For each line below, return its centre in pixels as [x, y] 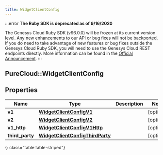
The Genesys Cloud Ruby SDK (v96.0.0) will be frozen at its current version [80, 32]
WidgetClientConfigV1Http [71, 127]
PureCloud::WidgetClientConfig [55, 74]
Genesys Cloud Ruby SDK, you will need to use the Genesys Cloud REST [78, 48]
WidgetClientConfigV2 [66, 120]
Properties [21, 90]
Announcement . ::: [24, 58]
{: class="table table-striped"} [35, 147]
